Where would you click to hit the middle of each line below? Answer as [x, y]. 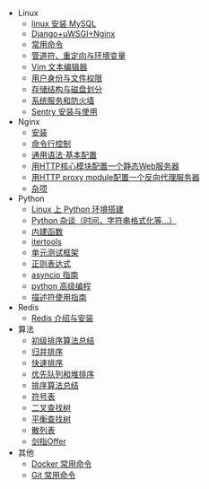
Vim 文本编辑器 [59, 67]
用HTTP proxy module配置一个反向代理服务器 [115, 177]
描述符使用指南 [59, 297]
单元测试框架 [55, 252]
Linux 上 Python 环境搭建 [77, 209]
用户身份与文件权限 [67, 78]
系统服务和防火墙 [63, 100]
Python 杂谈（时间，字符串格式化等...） [104, 220]
